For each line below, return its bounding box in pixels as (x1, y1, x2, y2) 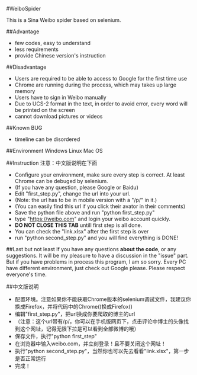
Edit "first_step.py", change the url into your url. (14, 190, 131, 197)
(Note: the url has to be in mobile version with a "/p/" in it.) (14, 197, 157, 203)
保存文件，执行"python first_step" (14, 333, 98, 339)
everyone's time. (6, 271, 47, 278)
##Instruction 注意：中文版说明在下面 (6, 159, 98, 166)
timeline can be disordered (14, 136, 80, 143)
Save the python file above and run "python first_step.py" (14, 209, 155, 216)
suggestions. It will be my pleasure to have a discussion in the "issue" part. (6, 252, 189, 259)
